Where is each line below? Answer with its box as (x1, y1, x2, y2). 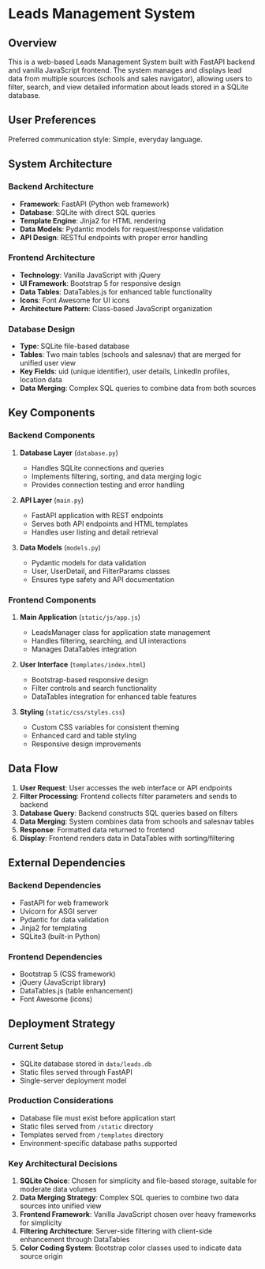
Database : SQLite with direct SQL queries (19, 207, 156, 217)
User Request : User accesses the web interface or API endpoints (19, 783, 233, 792)
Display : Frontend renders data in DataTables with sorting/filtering (19, 833, 235, 843)
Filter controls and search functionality (31, 684, 158, 693)
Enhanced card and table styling (31, 731, 136, 741)
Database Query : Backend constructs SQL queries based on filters (19, 808, 238, 817)
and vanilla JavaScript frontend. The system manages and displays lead (8, 66, 242, 75)
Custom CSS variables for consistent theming (31, 723, 180, 732)
